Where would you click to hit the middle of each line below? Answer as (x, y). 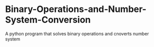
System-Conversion (48, 20)
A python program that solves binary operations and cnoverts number (77, 33)
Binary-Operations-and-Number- (76, 9)
